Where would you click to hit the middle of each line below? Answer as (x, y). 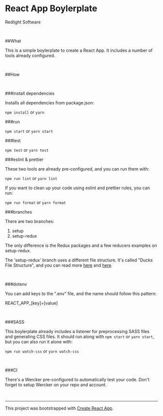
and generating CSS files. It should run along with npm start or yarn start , (80, 337)
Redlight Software (23, 22)
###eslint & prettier (24, 159)
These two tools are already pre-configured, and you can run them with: (77, 169)
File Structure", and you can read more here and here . (59, 265)
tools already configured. (30, 55)
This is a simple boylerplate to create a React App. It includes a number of (79, 50)
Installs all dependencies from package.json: (50, 102)
